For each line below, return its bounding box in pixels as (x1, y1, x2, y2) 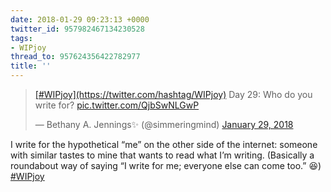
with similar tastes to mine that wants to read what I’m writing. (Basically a (10, 149, 315, 161)
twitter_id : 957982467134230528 (10, 24, 145, 34)
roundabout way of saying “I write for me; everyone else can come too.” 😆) (10, 160, 322, 171)
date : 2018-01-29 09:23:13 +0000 (10, 14, 150, 25)
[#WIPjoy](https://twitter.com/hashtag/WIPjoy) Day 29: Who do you (34, 89, 313, 100)
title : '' (10, 61, 52, 71)
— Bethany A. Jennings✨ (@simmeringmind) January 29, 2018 (34, 119, 294, 130)
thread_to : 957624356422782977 (10, 52, 141, 62)
